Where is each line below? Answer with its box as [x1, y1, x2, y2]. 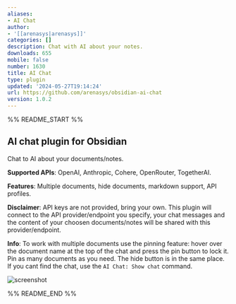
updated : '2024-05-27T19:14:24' [7, 83, 102, 90]
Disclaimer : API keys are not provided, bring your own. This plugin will [7, 203, 212, 211]
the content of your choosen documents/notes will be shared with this [7, 218, 211, 226]
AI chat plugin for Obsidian [7, 136, 128, 148]
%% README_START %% [7, 115, 83, 124]
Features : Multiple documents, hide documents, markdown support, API [7, 182, 217, 190]
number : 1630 [7, 63, 46, 70]
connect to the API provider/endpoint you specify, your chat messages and [7, 210, 225, 219]
